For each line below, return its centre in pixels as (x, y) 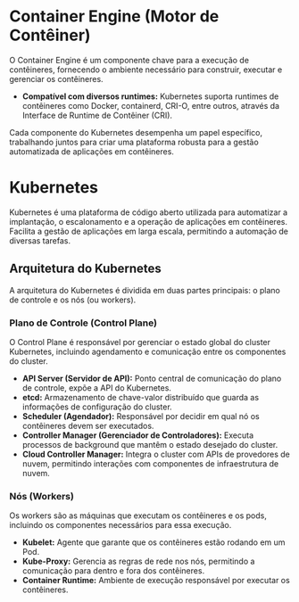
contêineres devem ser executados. (88, 425)
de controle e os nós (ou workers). (73, 300)
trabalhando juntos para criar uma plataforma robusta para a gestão (134, 142)
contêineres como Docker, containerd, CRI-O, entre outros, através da (150, 105)
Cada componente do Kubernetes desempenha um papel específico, (136, 132)
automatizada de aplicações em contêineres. (91, 151)
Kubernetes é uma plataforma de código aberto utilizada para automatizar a (149, 212)
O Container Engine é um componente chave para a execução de (129, 60)
